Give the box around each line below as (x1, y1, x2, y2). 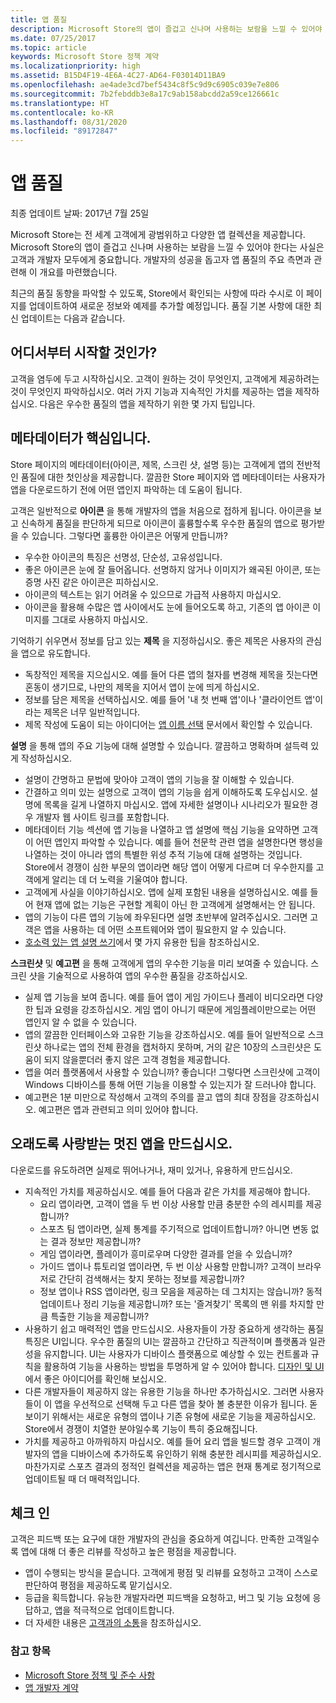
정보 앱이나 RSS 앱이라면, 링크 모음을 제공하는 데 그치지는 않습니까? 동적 (39, 1285, 323, 1297)
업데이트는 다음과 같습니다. (20, 312, 126, 325)
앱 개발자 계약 (24, 1681, 79, 1693)
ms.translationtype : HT (10, 98, 110, 108)
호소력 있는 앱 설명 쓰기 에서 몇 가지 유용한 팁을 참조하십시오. (24, 936, 260, 948)
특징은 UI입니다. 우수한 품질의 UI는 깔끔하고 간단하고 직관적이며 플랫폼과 (24, 1335, 308, 1347)
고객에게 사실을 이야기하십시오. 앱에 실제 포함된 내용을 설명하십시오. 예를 (24, 886, 308, 898)
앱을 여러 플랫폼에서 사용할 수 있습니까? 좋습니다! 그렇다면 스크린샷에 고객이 (24, 1066, 321, 1078)
